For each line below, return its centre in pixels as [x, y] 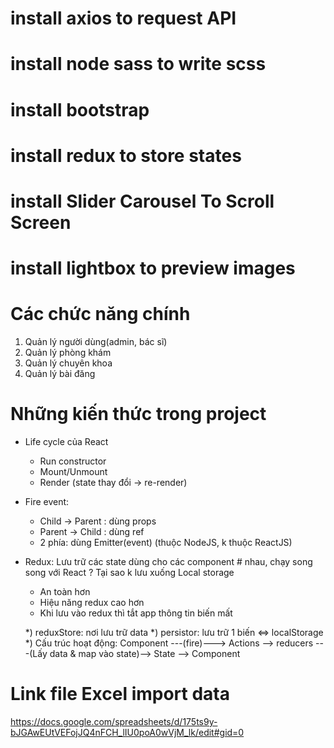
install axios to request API [123, 18]
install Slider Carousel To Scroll [142, 201]
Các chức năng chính [100, 314]
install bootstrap [80, 109]
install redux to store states [126, 155]
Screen [41, 222]
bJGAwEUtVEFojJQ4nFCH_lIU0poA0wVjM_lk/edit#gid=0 [127, 732]
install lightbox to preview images [153, 268]
